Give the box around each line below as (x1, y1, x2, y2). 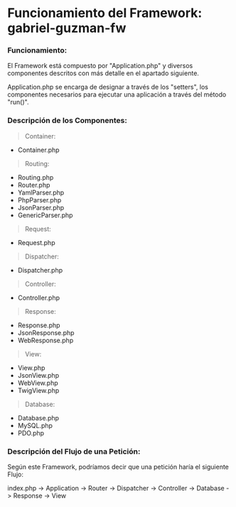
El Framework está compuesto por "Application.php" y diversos (7, 62, 193, 70)
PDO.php (17, 428, 45, 437)
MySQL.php (17, 421, 53, 430)
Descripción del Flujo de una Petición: (7, 446, 141, 456)
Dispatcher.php (17, 266, 63, 274)
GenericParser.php (17, 211, 73, 219)
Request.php (17, 238, 55, 246)
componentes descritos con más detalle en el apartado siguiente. (7, 69, 199, 77)
